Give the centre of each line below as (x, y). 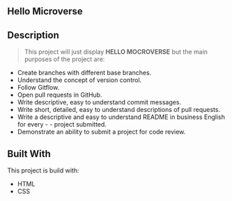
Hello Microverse (45, 11)
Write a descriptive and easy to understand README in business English (121, 117)
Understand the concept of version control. (79, 80)
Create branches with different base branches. (84, 73)
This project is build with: (43, 170)
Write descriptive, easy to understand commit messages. (99, 102)
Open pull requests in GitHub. (60, 95)
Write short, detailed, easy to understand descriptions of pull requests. (119, 110)
